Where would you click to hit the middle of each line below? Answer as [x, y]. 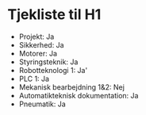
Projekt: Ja [36, 36]
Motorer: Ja [38, 53]
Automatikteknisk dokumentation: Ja [79, 95]
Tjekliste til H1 [54, 15]
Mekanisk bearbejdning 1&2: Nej [71, 87]
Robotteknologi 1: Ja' [53, 70]
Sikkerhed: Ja [41, 44]
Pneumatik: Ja [42, 104]
